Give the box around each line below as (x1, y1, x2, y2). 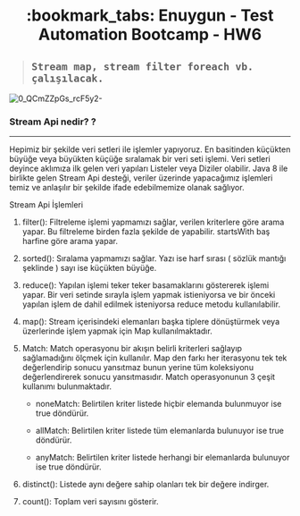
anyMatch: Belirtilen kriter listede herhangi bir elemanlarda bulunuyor (35, 453, 290, 463)
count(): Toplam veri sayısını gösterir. (21, 496, 159, 507)
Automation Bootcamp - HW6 (38, 24, 262, 45)
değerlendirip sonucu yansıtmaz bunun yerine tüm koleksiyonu (21, 362, 254, 373)
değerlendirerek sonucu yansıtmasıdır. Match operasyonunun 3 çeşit (21, 372, 275, 383)
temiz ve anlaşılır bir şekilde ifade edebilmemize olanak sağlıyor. (9, 182, 245, 193)
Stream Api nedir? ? (9, 115, 96, 128)
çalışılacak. (30, 72, 104, 85)
